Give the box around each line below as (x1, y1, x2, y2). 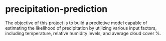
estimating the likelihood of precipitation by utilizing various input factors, (5, 25, 157, 31)
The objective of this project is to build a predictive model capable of (5, 20, 147, 26)
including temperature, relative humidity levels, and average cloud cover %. (5, 30, 161, 36)
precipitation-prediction (5, 3, 108, 15)
